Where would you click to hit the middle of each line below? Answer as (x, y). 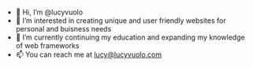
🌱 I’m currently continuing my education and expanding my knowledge (130, 37)
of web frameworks (47, 46)
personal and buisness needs (63, 29)
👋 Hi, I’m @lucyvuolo (49, 12)
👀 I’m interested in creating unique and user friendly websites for (121, 20)
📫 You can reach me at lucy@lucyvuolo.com (89, 54)
